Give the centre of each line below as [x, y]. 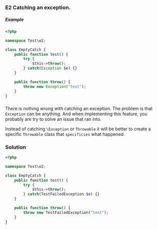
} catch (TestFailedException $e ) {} [61, 194]
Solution [16, 147]
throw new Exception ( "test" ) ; [55, 87]
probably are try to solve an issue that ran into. [53, 119]
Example [15, 20]
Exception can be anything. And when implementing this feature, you [76, 114]
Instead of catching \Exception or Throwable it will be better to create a [78, 129]
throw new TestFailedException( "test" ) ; [66, 212]
